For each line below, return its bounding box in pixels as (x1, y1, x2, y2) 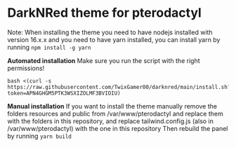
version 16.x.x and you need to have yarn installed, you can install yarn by (7, 35, 221, 43)
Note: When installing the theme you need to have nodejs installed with (7, 28, 213, 36)
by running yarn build (7, 132, 72, 140)
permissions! (7, 64, 45, 72)
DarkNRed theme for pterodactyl (7, 5, 202, 21)
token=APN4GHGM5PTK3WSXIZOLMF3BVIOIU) (7, 90, 121, 97)
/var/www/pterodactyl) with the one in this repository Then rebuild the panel (7, 124, 228, 132)
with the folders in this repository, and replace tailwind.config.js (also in (7, 117, 214, 125)
